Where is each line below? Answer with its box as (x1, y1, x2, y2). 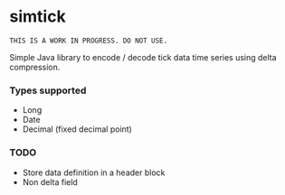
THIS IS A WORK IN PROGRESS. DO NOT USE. (9, 36, 168, 45)
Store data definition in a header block (22, 167, 166, 178)
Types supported (9, 84, 87, 97)
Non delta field (22, 176, 79, 187)
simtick (9, 6, 66, 27)
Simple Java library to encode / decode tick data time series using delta (9, 51, 278, 62)
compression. (9, 61, 61, 72)
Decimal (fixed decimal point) (22, 124, 133, 135)
